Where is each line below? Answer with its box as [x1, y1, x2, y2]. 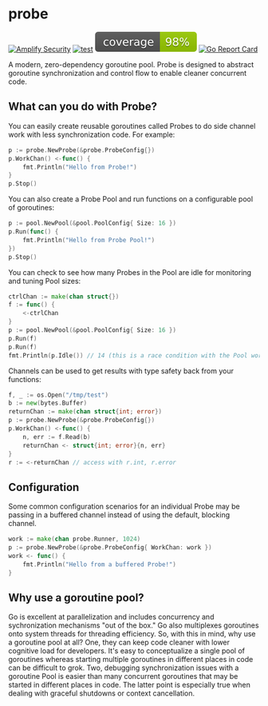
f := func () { [8, 301, 56, 309]
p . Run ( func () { [8, 228, 59, 236]
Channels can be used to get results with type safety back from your [8, 365, 234, 376]
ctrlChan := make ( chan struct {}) [8, 293, 120, 301]
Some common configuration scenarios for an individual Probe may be [8, 501, 241, 512]
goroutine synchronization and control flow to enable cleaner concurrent [8, 68, 247, 78]
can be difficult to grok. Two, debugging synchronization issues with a [8, 663, 239, 672]
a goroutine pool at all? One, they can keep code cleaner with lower [8, 637, 230, 648]
